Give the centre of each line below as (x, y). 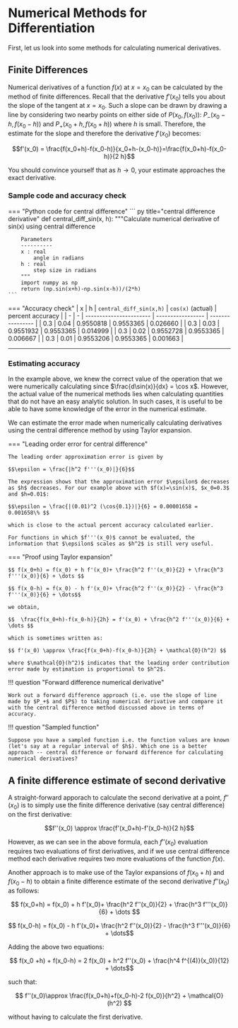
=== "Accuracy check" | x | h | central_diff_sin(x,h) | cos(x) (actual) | (113, 308)
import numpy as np (49, 283)
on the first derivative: (40, 814)
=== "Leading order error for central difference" (78, 444)
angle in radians (59, 258)
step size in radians (65, 270)
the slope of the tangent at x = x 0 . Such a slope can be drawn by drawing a (118, 106)
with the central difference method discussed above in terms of (106, 708)
